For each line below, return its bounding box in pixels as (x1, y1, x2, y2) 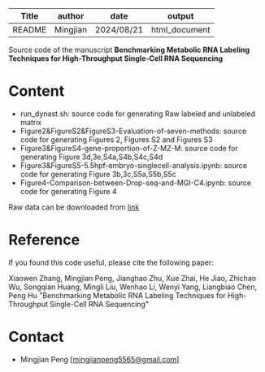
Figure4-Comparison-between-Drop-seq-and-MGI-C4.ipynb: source (20, 178, 252, 188)
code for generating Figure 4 (20, 186, 118, 196)
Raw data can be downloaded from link (8, 202, 140, 212)
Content (8, 82, 65, 101)
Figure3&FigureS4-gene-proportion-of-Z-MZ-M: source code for (20, 143, 238, 153)
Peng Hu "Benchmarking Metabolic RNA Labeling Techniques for (8, 290, 226, 300)
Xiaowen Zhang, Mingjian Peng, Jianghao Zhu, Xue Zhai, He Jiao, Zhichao (8, 273, 257, 283)
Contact (8, 328, 64, 346)
